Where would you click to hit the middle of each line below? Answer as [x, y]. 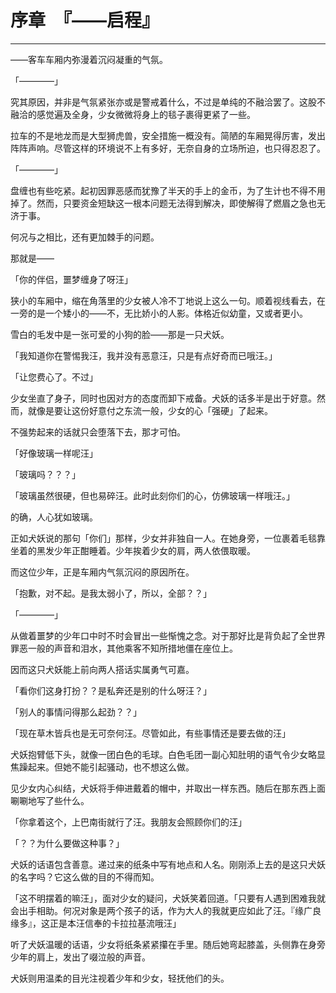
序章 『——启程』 [85, 20]
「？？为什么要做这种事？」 [67, 843]
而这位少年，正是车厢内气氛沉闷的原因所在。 [102, 572]
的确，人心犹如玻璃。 [54, 517]
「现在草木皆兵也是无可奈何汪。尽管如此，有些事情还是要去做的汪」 [150, 733]
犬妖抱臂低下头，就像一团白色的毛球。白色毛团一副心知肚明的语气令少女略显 [168, 754]
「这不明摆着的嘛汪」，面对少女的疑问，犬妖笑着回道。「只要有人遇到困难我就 [168, 898]
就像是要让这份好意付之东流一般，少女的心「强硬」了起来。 [150, 410]
